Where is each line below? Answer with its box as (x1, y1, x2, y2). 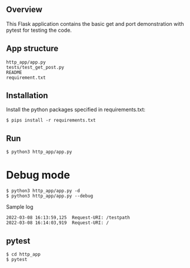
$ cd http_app (6, 252, 41, 257)
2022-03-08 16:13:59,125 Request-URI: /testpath (6, 215, 131, 221)
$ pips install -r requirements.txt (6, 118, 96, 123)
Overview (6, 5, 43, 15)
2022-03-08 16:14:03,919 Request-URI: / (6, 220, 109, 226)
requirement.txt (6, 75, 46, 81)
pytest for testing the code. (6, 26, 72, 33)
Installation (6, 91, 48, 101)
